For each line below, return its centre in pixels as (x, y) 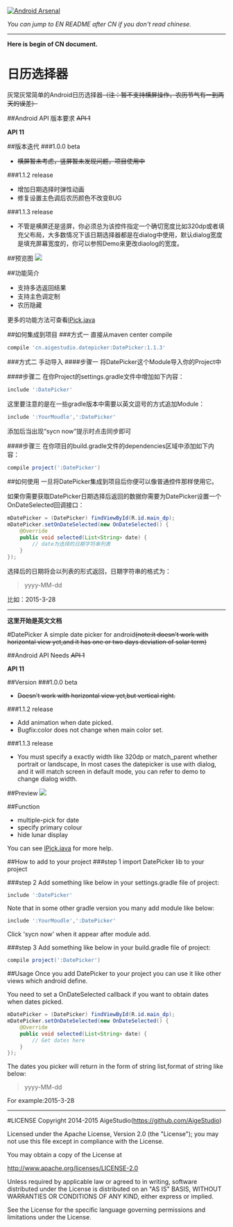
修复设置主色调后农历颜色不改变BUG (69, 198)
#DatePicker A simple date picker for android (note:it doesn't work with (108, 634)
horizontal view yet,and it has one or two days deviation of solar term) (107, 642)
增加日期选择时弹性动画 (51, 189)
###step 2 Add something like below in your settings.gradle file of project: (113, 882)
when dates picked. (35, 1002)
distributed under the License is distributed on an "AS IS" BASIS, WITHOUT (114, 1189)
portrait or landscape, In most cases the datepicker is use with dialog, (117, 764)
